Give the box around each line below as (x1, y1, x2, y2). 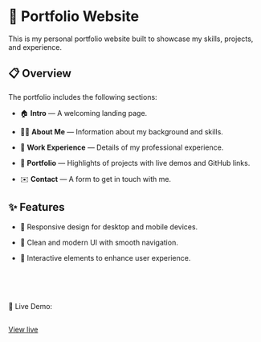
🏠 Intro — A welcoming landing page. (19, 108, 148, 117)
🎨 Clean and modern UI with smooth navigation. (19, 237, 178, 247)
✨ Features (8, 200, 65, 214)
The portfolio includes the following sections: (8, 92, 158, 101)
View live (8, 324, 39, 334)
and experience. (8, 42, 63, 52)
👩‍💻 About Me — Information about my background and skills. (19, 126, 223, 136)
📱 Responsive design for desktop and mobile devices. (19, 221, 198, 232)
